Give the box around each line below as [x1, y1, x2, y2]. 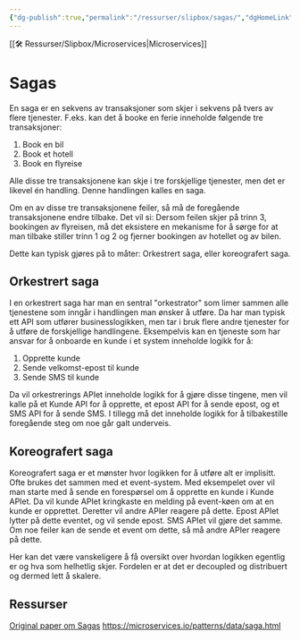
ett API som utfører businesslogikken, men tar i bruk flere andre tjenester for [9, 317, 290, 328]
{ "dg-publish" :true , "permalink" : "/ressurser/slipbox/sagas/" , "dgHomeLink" [9, 13, 294, 22]
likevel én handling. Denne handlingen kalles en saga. [9, 184, 206, 195]
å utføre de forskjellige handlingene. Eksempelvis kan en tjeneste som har [9, 326, 281, 337]
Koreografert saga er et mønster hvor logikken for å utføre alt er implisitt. [9, 467, 277, 479]
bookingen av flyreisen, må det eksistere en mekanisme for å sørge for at [9, 221, 279, 232]
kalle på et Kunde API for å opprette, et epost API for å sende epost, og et [9, 399, 279, 410]
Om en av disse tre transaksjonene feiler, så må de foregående [9, 202, 240, 213]
